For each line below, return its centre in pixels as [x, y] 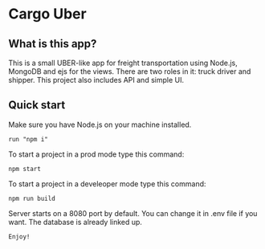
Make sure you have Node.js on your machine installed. [100, 124]
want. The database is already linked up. [75, 222]
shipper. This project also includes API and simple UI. [96, 80]
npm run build [32, 198]
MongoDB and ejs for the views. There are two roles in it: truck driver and [130, 71]
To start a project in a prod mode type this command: [96, 154]
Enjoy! [19, 237]
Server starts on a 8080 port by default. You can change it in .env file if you [133, 213]
